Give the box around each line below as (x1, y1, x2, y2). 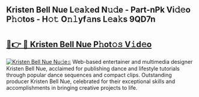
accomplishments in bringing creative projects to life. (6, 84, 138, 91)
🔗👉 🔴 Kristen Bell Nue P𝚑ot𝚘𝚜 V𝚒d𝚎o (6, 39, 152, 49)
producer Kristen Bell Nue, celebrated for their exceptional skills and (6, 78, 176, 85)
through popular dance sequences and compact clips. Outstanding (6, 72, 173, 78)
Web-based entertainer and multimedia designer (72, 58, 193, 65)
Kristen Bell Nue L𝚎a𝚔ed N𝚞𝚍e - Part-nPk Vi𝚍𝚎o (6, 5, 191, 15)
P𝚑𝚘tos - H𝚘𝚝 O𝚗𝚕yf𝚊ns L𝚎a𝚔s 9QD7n (6, 14, 156, 25)
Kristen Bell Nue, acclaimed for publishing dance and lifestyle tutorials (6, 65, 180, 72)
